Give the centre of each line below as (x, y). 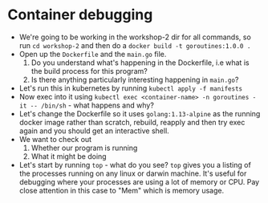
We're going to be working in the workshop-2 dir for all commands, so (135, 37)
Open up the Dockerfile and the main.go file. (93, 54)
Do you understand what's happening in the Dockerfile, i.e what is (140, 63)
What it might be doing (69, 156)
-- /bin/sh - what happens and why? (92, 105)
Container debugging (80, 15)
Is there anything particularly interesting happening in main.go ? (135, 79)
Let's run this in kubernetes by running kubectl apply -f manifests (130, 88)
